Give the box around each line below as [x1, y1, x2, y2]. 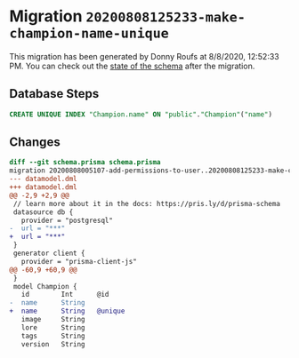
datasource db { [12, 207, 74, 217]
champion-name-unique [9, 25, 169, 42]
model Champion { [12, 282, 77, 290]
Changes [9, 135, 61, 150]
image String [20, 315, 86, 324]
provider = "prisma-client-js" [20, 257, 138, 266]
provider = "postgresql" [20, 216, 114, 225]
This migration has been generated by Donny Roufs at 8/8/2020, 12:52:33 [9, 51, 279, 61]
